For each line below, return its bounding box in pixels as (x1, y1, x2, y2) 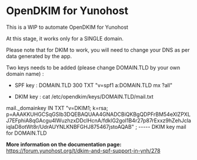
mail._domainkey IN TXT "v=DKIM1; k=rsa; (6, 104, 108, 111)
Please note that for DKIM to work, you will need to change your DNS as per (6, 46, 190, 54)
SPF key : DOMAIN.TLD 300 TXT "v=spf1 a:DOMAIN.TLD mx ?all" (14, 81, 173, 89)
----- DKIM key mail (138, 123, 186, 130)
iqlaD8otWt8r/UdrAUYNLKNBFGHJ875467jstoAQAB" (6, 123, 134, 130)
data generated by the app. (6, 52, 72, 59)
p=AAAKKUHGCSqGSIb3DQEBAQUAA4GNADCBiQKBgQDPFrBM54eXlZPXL (6, 111, 191, 118)
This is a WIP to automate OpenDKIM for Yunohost (6, 24, 128, 31)
